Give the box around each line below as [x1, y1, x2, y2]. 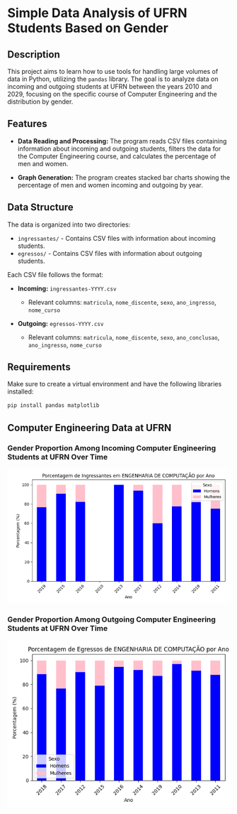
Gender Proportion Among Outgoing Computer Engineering [7, 614, 216, 624]
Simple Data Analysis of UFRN [7, 5, 187, 21]
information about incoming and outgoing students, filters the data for [17, 144, 221, 153]
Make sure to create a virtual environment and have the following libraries [7, 380, 222, 389]
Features [7, 118, 47, 130]
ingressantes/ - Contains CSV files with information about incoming [17, 234, 216, 242]
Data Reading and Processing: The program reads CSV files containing [17, 136, 227, 145]
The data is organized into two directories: [7, 220, 131, 229]
